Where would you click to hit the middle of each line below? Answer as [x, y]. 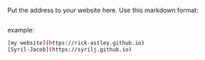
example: [21, 30]
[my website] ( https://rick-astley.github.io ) [76, 43]
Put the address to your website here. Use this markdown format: [103, 10]
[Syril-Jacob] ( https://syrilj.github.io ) [70, 49]
